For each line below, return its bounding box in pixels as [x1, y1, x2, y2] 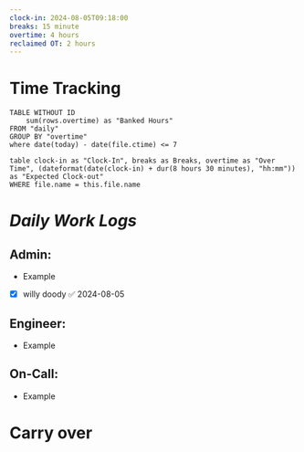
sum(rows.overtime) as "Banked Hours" [26, 116, 173, 126]
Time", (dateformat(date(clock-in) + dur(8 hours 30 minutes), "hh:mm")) [9, 164, 297, 173]
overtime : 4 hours [9, 30, 79, 39]
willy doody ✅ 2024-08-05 [22, 289, 125, 300]
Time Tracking [9, 79, 121, 99]
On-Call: [9, 366, 59, 382]
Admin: [9, 247, 52, 262]
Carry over [9, 423, 93, 444]
